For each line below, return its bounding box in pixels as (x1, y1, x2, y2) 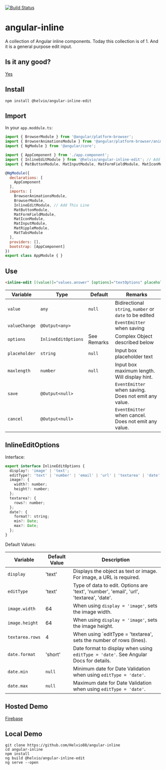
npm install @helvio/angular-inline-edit (5, 98, 92, 103)
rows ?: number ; (14, 500, 45, 505)
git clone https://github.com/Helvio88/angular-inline (5, 743, 121, 748)
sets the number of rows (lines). (73, 637, 147, 644)
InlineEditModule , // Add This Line (14, 203, 90, 207)
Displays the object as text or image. (73, 567, 158, 574)
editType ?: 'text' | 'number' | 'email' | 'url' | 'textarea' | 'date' (9, 473, 161, 478)
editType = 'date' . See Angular (73, 651, 147, 658)
